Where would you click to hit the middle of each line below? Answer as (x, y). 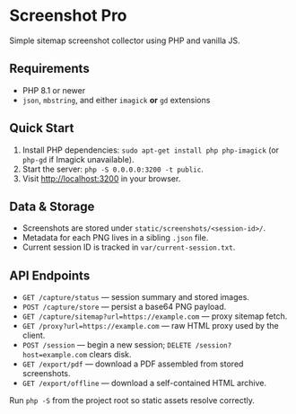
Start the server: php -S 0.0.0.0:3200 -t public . (113, 169)
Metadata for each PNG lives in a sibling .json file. (115, 238)
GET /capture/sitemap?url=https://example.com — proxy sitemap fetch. (155, 316)
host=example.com (55, 356)
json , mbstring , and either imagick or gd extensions (116, 100)
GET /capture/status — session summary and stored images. (135, 297)
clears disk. (110, 355)
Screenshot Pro (68, 16)
